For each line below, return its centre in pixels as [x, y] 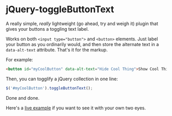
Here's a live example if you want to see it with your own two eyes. [76, 108]
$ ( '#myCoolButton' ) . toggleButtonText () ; [50, 88]
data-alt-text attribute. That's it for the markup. [57, 50]
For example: [20, 59]
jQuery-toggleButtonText [60, 9]
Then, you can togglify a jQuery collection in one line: [62, 79]
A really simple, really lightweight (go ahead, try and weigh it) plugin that [82, 24]
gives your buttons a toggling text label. [47, 29]
